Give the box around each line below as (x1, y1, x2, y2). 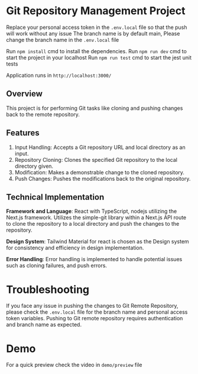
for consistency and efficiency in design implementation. (6, 244, 144, 252)
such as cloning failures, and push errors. (6, 262, 108, 269)
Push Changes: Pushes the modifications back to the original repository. (14, 175, 191, 182)
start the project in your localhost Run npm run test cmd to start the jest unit (6, 54, 192, 61)
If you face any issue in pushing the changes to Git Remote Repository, (6, 303, 178, 310)
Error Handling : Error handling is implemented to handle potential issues (6, 256, 183, 263)
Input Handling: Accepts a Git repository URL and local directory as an (14, 144, 186, 151)
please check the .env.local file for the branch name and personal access (6, 308, 188, 316)
